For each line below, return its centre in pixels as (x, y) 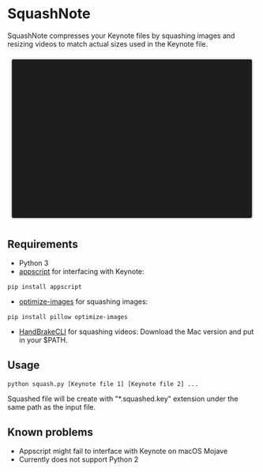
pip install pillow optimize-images (68, 317)
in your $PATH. (43, 340)
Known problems (51, 432)
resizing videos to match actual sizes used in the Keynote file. (108, 43)
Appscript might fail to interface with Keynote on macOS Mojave (123, 451)
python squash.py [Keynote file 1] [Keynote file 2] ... (103, 384)
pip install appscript (45, 287)
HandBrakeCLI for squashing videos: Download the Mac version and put (136, 332)
